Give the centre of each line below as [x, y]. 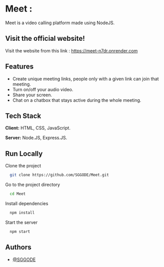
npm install [22, 213]
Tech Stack [23, 116]
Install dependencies [27, 203]
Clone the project [23, 166]
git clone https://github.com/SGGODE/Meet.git [59, 175]
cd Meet [18, 194]
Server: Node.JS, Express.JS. [36, 138]
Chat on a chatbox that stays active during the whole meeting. [77, 100]
